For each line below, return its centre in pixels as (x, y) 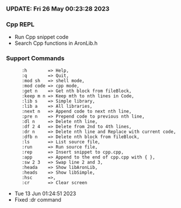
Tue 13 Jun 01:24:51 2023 (45, 193)
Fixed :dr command (38, 199)
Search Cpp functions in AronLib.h (56, 43)
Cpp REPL (20, 24)
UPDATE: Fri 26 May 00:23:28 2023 (58, 9)
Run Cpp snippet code (41, 37)
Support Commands (35, 58)
